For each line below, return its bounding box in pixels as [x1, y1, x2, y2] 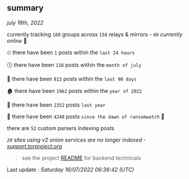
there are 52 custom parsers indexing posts [7, 124, 115, 131]
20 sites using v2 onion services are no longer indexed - [7, 136, 146, 143]
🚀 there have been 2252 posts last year [7, 101, 106, 108]
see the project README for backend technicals [21, 154, 141, 162]
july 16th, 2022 [7, 19, 44, 26]
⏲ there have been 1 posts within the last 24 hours [7, 49, 135, 56]
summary [7, 3, 44, 13]
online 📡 [7, 37, 27, 44]
